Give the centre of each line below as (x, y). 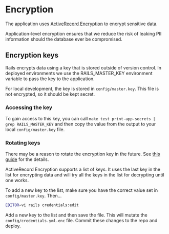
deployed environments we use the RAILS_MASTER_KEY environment (79, 73)
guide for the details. (27, 159)
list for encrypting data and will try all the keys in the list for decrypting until (85, 175)
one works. (17, 181)
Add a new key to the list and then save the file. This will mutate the (76, 215)
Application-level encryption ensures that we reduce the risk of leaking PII (83, 33)
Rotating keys (23, 142)
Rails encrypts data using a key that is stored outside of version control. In (83, 67)
